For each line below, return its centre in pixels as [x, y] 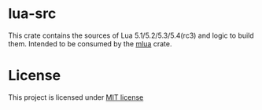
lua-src [32, 14]
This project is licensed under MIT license [76, 97]
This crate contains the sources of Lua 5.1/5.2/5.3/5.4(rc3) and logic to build [131, 35]
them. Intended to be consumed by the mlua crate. [90, 43]
